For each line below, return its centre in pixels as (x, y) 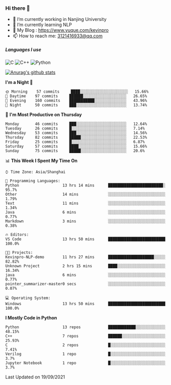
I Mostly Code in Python (31, 318)
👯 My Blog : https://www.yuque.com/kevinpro (60, 30)
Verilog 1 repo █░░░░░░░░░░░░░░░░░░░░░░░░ (86, 354)
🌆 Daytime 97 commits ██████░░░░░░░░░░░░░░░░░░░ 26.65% (76, 96)
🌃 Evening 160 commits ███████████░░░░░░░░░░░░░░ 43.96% (76, 101)
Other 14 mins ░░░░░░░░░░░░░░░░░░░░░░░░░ (86, 195)
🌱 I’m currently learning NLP (42, 25)
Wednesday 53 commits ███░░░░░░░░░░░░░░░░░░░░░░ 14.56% (76, 133)
